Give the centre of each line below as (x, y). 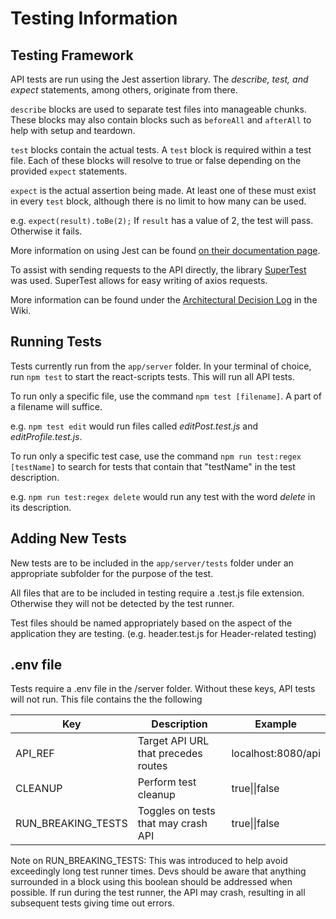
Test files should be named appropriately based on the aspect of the (151, 623)
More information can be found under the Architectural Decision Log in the (164, 300)
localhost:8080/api (276, 754)
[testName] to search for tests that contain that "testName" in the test (153, 466)
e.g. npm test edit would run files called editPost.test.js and (134, 426)
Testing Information (94, 18)
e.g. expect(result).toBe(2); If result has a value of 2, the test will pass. (162, 220)
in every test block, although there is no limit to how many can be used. (158, 201)
